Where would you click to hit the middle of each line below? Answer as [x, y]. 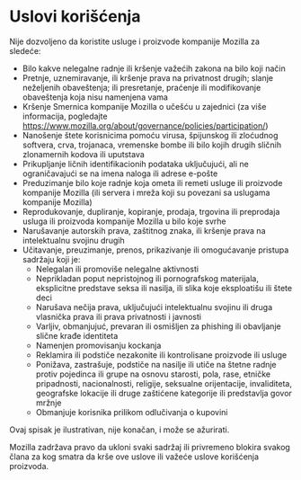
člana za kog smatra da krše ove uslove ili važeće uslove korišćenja [134, 457]
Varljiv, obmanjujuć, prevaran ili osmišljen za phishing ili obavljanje [158, 326]
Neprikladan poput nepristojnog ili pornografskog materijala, [147, 278]
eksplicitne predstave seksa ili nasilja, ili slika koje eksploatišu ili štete [164, 288]
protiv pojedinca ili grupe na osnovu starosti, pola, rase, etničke [153, 374]
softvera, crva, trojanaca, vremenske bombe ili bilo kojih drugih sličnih [151, 145]
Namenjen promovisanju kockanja [98, 345]
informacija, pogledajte [65, 116]
